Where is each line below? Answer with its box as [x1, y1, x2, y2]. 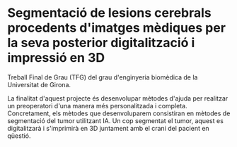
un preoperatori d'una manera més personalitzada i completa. [7, 101, 187, 110]
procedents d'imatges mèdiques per [7, 20, 226, 36]
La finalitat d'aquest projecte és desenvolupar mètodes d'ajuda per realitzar [7, 94, 229, 103]
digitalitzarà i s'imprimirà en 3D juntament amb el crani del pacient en [7, 124, 210, 132]
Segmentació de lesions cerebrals [7, 5, 212, 21]
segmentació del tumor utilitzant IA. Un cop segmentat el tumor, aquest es [7, 116, 224, 124]
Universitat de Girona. [7, 80, 71, 89]
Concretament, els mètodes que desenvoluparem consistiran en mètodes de [7, 109, 231, 117]
